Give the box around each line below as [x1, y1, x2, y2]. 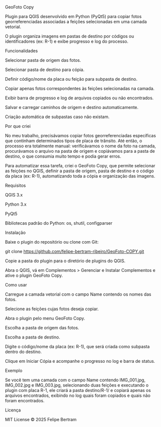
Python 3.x [5, 201, 27, 207]
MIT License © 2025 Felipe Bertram [5, 417, 77, 422]
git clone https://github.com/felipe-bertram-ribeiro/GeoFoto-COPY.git [5, 249, 145, 254]
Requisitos [5, 182, 26, 188]
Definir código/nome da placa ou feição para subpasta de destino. [5, 76, 138, 82]
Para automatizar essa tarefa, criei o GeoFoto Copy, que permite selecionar [5, 163, 156, 168]
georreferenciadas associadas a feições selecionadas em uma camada [5, 19, 147, 24]
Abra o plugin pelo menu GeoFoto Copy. [5, 316, 85, 321]
